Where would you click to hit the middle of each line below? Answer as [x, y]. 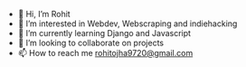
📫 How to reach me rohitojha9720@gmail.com [105, 53]
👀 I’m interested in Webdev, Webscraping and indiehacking [128, 24]
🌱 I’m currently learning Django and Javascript [104, 33]
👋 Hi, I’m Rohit [44, 14]
